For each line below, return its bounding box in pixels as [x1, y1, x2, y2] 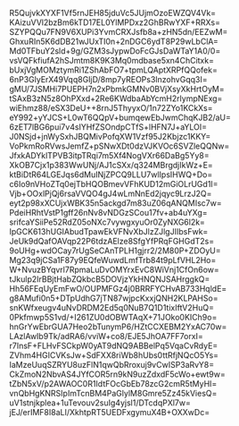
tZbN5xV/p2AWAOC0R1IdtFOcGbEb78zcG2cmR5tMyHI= [9, 379, 218, 388]
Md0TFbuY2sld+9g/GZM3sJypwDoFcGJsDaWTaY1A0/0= [9, 46, 221, 56]
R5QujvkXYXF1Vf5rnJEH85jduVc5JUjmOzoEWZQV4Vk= [9, 8, 217, 18]
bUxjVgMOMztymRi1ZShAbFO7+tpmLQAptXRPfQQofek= [9, 64, 218, 75]
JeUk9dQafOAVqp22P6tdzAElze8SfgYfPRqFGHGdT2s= [9, 236, 215, 246]
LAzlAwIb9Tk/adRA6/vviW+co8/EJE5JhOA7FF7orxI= [9, 331, 203, 341]
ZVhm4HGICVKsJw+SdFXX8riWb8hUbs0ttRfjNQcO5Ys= [9, 350, 219, 361]
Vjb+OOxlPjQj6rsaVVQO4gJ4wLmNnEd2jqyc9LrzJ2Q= [9, 188, 212, 199]
